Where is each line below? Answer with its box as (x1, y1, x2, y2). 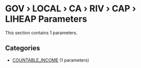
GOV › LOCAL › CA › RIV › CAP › (5, 3, 136, 14)
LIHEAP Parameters (5, 13, 88, 25)
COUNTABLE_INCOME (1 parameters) (12, 57, 90, 63)
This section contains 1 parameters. (5, 30, 78, 35)
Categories (5, 44, 41, 52)
